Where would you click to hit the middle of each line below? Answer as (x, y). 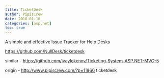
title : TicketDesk (24, 10)
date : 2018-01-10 (23, 19)
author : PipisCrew (24, 14)
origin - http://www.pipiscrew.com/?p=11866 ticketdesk (61, 70)
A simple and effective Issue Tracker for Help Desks (58, 42)
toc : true (15, 28)
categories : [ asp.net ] (28, 23)
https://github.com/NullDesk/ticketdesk (45, 52)
